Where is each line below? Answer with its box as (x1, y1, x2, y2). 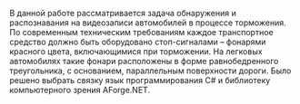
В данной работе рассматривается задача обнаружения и (9, 8, 236, 18)
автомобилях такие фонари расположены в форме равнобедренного (9, 56, 279, 66)
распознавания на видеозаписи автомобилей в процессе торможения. (9, 17, 286, 28)
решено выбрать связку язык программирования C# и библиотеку (9, 75, 271, 85)
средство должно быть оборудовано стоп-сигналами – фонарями (9, 36, 266, 47)
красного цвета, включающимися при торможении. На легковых (9, 46, 263, 57)
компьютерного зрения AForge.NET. (9, 85, 151, 95)
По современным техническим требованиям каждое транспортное (9, 27, 275, 37)
